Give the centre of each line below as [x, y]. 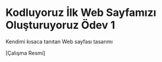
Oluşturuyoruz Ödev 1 [60, 25]
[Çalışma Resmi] [26, 53]
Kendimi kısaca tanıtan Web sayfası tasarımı [59, 41]
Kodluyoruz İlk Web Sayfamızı [81, 13]
